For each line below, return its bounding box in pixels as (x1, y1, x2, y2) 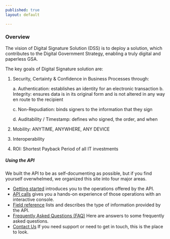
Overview (5, 34, 30, 41)
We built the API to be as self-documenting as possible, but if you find (5, 170, 152, 176)
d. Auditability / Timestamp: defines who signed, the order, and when (12, 116, 158, 122)
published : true (5, 7, 40, 13)
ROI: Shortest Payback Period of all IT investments (12, 146, 119, 152)
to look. (12, 229, 29, 235)
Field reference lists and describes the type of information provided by (12, 202, 161, 208)
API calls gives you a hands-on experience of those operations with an (12, 191, 161, 197)
